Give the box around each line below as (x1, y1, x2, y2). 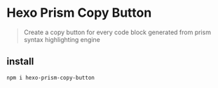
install (6, 56, 34, 68)
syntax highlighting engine (23, 35, 101, 43)
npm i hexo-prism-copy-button (6, 74, 95, 81)
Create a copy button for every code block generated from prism (23, 28, 212, 36)
